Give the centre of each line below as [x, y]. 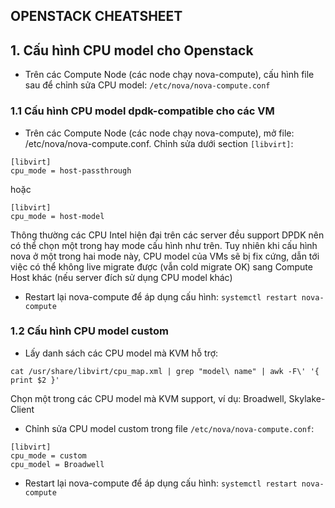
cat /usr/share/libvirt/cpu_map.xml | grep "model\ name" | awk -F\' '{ [165, 371]
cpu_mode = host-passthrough [71, 170]
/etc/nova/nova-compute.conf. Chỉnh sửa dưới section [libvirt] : [159, 143]
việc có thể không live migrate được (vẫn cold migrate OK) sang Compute [161, 266]
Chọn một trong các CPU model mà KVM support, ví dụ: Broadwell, [148, 398]
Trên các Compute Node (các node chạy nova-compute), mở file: [159, 133]
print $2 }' [35, 380]
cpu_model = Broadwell [57, 464]
